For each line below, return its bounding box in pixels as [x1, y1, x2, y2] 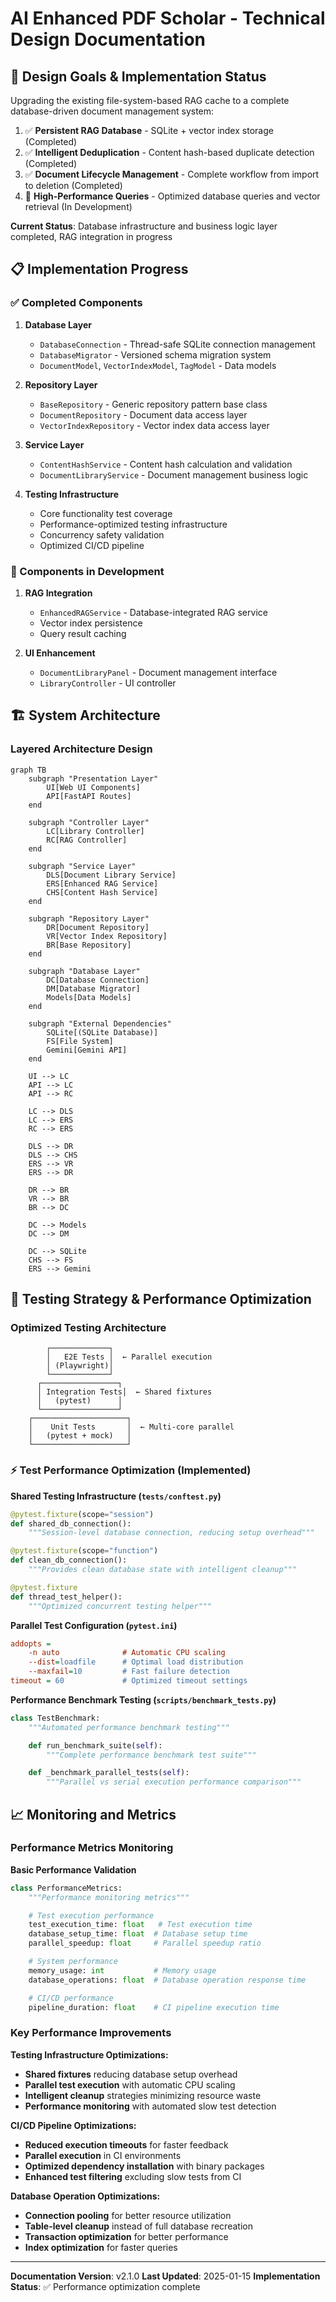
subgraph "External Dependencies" [28, 1018, 172, 1029]
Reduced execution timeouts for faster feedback [24, 2138, 229, 2151]
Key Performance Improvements [10, 2026, 172, 2040]
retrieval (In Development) [24, 201, 133, 212]
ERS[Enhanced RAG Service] [46, 878, 159, 889]
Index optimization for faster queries [24, 2241, 178, 2253]
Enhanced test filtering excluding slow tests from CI [24, 2170, 242, 2182]
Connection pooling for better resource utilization [24, 2209, 232, 2221]
